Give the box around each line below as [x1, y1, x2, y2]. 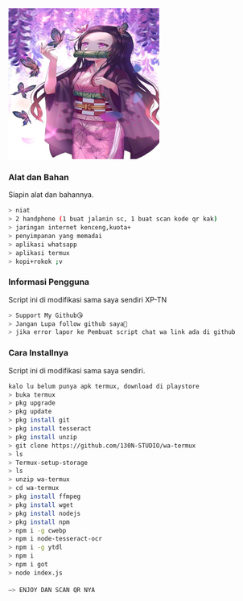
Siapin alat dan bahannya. [8, 190, 94, 200]
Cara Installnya [8, 348, 68, 359]
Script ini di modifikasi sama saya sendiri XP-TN [8, 294, 167, 304]
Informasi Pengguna [8, 277, 90, 288]
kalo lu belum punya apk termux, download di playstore [8, 382, 200, 390]
